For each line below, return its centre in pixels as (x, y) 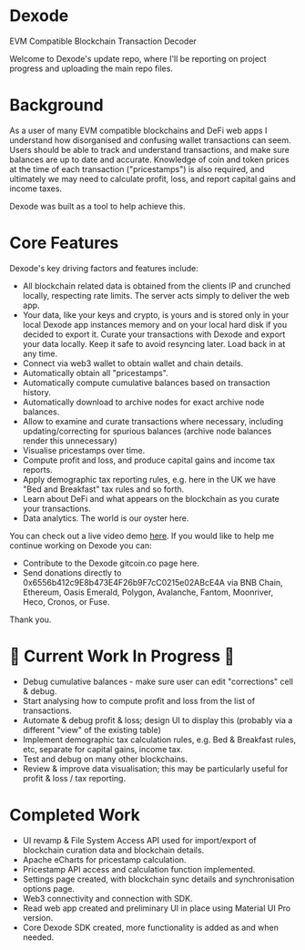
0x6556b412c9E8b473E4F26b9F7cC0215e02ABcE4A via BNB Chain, (153, 582)
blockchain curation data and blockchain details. (113, 850)
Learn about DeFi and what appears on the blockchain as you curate (151, 498)
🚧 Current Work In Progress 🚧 (122, 656)
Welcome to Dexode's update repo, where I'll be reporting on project (138, 58)
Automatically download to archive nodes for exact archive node (143, 402)
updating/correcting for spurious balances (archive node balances (147, 431)
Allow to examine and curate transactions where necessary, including (153, 421)
